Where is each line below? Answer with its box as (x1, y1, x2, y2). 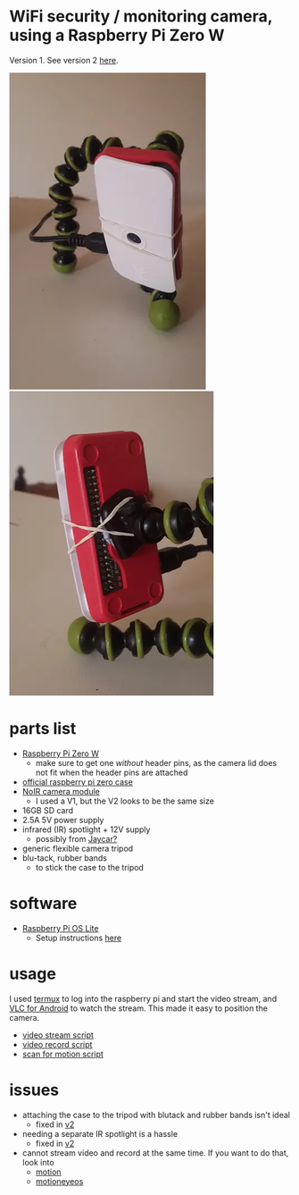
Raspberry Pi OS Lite (21, 922, 99, 933)
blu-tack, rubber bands (21, 852, 107, 863)
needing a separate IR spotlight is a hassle (21, 1128, 179, 1139)
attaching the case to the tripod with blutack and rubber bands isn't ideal (21, 1109, 290, 1120)
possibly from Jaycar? (35, 833, 118, 844)
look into (21, 1157, 55, 1167)
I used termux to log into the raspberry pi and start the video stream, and (9, 993, 278, 1004)
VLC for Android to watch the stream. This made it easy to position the (9, 1003, 268, 1014)
